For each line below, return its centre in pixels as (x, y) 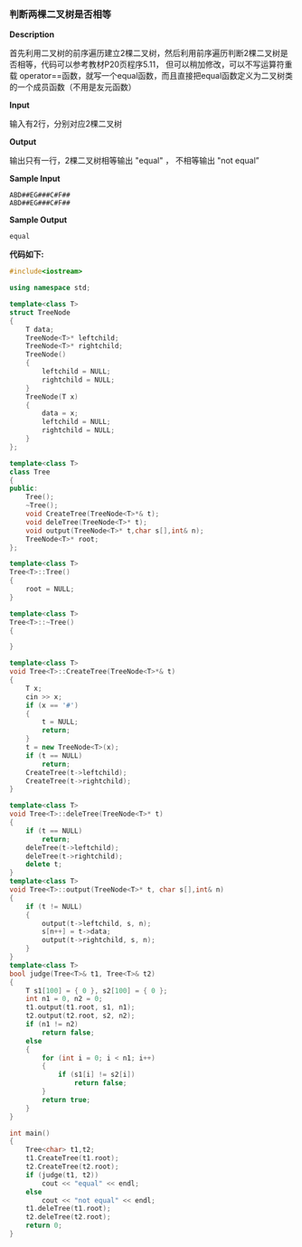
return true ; (66, 1100)
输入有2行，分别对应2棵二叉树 (66, 124)
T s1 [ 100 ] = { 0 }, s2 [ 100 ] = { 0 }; (97, 991)
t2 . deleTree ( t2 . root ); (68, 1217)
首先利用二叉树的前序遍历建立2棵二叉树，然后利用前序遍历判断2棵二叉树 (145, 53)
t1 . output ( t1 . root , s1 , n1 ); (80, 1007)
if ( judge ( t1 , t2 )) (62, 1175)
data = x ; (60, 413)
